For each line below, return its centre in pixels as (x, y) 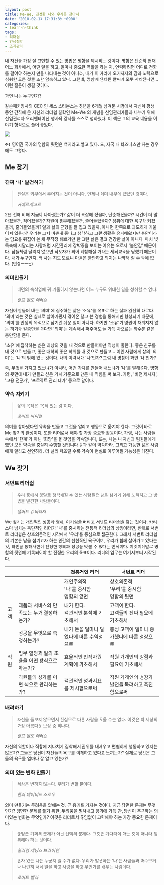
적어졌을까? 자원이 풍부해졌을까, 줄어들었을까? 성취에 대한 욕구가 (85, 221)
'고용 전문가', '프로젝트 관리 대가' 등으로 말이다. (50, 380)
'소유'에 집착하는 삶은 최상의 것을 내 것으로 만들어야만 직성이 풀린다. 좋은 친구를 (81, 345)
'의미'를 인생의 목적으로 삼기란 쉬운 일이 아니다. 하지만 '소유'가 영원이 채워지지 (79, 322)
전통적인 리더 (85, 572)
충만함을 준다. (18, 335)
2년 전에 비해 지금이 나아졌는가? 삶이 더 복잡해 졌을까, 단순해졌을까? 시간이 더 (79, 215)
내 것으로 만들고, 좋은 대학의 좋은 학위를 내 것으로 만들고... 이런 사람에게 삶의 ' (79, 351)
